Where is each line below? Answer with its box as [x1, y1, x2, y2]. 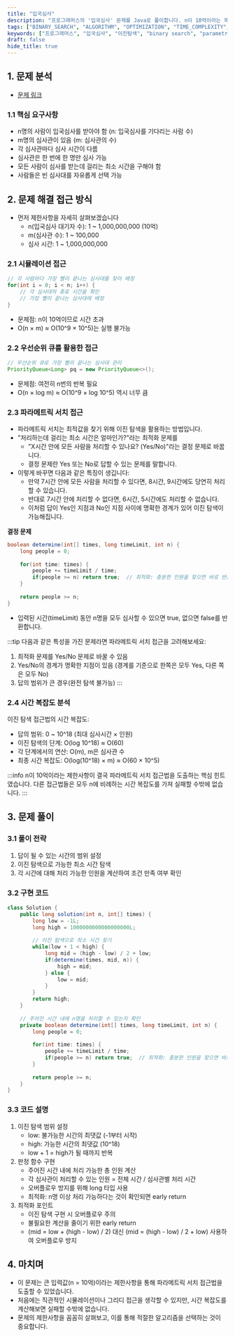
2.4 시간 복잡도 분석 [7, 697, 71, 707]
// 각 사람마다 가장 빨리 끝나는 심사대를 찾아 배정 [7, 275, 135, 283]
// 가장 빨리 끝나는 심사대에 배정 [20, 295, 104, 302]
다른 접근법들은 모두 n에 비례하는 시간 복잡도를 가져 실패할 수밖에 [33, 779, 211, 788]
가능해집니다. [27, 512, 64, 520]
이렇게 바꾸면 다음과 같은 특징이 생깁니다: [17, 468, 130, 477]
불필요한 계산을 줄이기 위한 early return [27, 1218, 136, 1227]
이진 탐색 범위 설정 [17, 1122, 69, 1130]
